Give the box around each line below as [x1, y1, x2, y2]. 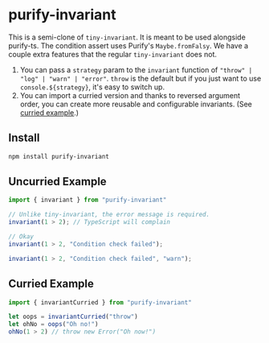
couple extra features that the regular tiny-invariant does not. [8, 49, 218, 59]
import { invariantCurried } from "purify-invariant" [8, 298, 193, 307]
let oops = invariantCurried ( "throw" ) [8, 312, 138, 321]
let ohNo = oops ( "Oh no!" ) [8, 320, 99, 329]
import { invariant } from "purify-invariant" [8, 196, 167, 205]
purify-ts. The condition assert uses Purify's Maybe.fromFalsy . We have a [8, 40, 249, 50]
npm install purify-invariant [8, 152, 110, 160]
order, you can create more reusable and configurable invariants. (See [19, 99, 253, 109]
